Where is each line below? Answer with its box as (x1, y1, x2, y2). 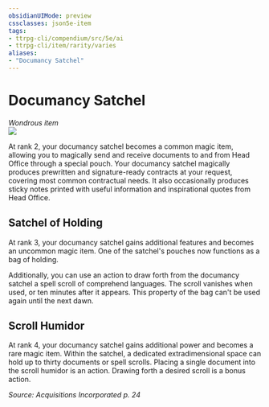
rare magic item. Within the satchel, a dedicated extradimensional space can (8, 349, 262, 359)
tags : (8, 27, 26, 35)
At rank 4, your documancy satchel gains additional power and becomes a (8, 340, 254, 350)
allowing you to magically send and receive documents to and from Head (8, 150, 251, 159)
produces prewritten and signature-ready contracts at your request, (8, 166, 233, 177)
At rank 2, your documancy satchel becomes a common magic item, (8, 142, 234, 151)
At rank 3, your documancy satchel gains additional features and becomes (8, 237, 255, 247)
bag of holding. (8, 254, 59, 264)
